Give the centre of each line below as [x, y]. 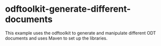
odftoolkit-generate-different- [68, 9]
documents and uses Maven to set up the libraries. [56, 38]
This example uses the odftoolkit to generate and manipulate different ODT [80, 33]
